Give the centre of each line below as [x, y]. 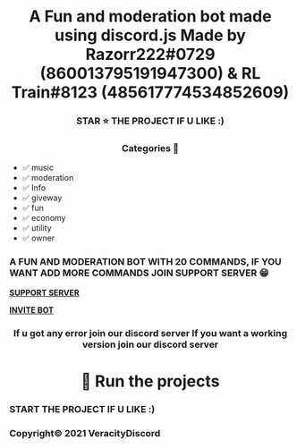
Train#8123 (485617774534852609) [150, 93]
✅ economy [44, 218]
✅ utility [37, 228]
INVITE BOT [32, 309]
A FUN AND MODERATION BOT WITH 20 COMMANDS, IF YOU [145, 262]
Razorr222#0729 [150, 55]
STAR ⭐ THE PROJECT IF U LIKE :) [150, 121]
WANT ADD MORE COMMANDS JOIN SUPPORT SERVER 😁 [139, 273]
